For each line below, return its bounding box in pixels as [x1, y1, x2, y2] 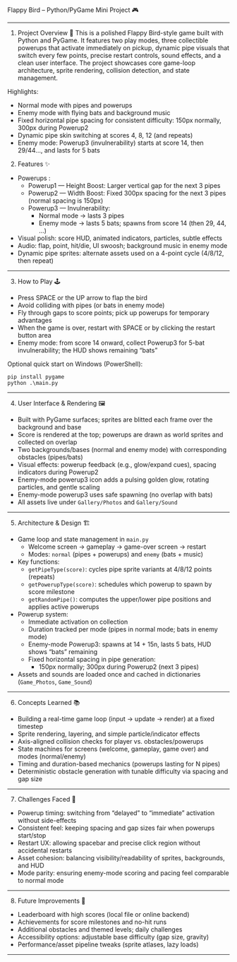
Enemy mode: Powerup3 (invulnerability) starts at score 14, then [17, 138, 205, 147]
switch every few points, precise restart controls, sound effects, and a [17, 52, 221, 59]
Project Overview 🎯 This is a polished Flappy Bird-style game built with [17, 29, 224, 37]
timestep [17, 723, 44, 730]
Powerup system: [17, 610, 68, 618]
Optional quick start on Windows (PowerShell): [7, 360, 143, 368]
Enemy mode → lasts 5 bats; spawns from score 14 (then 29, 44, [38, 219, 227, 227]
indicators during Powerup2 [17, 468, 99, 476]
